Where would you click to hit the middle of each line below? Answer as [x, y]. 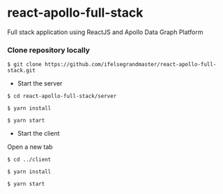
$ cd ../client [29, 160]
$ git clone [24, 65]
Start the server [40, 83]
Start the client [39, 134]
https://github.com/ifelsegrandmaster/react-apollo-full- [130, 65]
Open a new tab [30, 147]
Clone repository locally [49, 50]
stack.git [22, 71]
